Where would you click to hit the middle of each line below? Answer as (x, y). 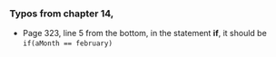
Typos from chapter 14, (62, 14)
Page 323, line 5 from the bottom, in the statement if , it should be (145, 33)
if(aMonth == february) (68, 43)
